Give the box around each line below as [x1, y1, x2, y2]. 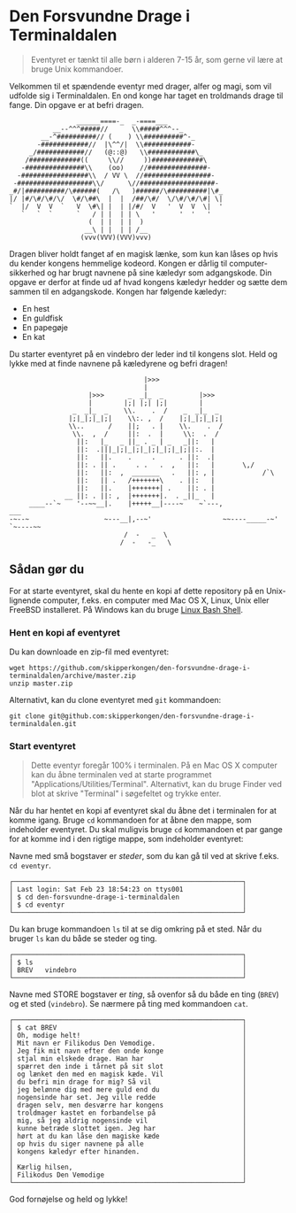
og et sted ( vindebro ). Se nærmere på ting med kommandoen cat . [9, 999, 249, 1009]
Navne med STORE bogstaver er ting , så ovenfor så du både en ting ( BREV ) [9, 989, 280, 1000]
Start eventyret [9, 739, 77, 752]
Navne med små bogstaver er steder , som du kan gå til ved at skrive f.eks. [9, 851, 280, 861]
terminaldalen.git [9, 720, 77, 729]
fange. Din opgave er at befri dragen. [9, 99, 144, 110]
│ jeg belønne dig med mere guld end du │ [9, 1086, 247, 1094]
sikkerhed [9, 267, 46, 278]
